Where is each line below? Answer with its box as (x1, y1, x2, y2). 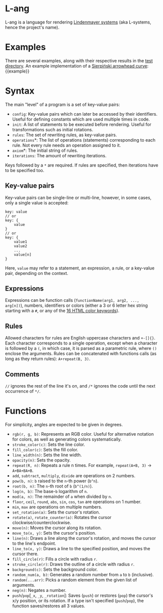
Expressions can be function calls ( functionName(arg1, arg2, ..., (5, 297, 140, 303)
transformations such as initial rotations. (12, 126, 93, 132)
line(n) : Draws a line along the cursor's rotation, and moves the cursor (12, 535, 156, 541)
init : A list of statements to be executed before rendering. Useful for (12, 121, 152, 127)
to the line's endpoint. (12, 540, 56, 546)
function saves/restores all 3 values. (12, 603, 86, 609)
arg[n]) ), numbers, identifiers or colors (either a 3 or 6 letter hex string (5, 302, 148, 309)
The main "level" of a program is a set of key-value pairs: (5, 101, 120, 107)
